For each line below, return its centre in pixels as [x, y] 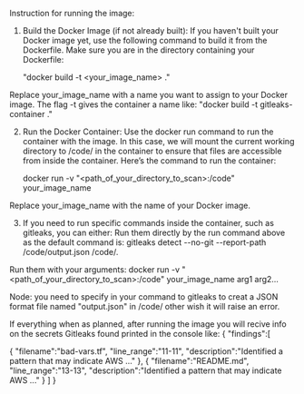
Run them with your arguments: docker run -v [94, 270]
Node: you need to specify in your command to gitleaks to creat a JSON [144, 297]
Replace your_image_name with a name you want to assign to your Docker [149, 95]
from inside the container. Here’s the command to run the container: [149, 161]
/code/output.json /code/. [70, 252]
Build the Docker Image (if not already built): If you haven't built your [151, 30]
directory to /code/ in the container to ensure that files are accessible [152, 151]
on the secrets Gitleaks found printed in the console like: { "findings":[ [140, 334]
